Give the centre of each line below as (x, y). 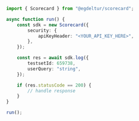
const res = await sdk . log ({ (53, 58)
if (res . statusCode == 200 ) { (54, 85)
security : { (42, 30)
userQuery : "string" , (54, 69)
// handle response (52, 91)
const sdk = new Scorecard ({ (53, 25)
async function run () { (36, 19)
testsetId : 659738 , (52, 63)
